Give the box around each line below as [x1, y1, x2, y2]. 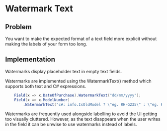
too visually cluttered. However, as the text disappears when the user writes [5, 116, 161, 122]
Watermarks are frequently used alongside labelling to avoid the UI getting [5, 111, 158, 117]
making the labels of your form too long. [5, 41, 87, 47]
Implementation [5, 55, 56, 64]
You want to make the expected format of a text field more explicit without [5, 36, 157, 42]
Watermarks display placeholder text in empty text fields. [5, 68, 122, 74]
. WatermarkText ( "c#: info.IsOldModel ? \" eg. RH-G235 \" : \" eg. [23, 102, 159, 107]
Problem [5, 23, 32, 31]
